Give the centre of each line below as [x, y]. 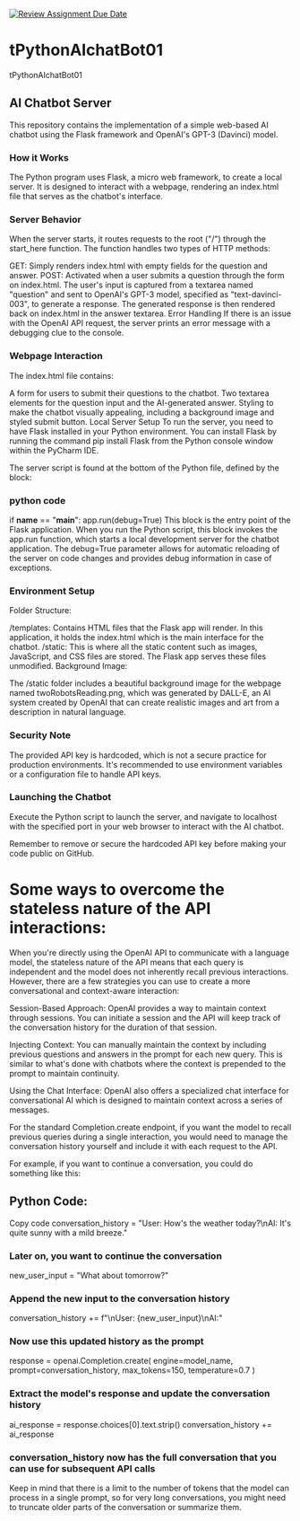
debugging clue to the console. [67, 333]
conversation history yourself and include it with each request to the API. [143, 1146]
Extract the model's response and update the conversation [140, 1394]
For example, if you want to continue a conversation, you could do [131, 1164]
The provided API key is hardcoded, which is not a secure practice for [138, 755]
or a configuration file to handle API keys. [86, 774]
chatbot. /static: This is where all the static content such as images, [133, 647]
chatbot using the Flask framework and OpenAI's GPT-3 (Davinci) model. [144, 134]
